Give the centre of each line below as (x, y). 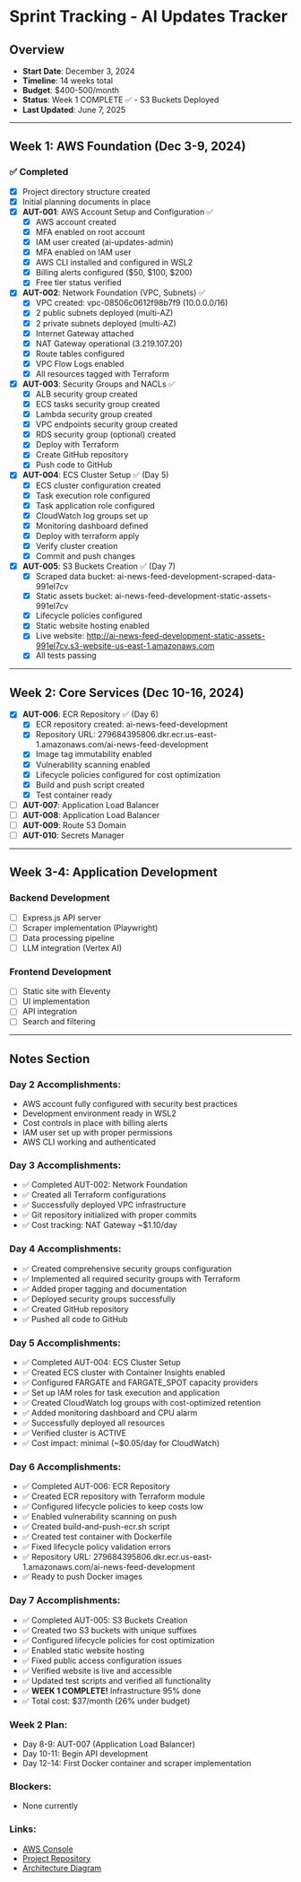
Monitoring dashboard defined (92, 526)
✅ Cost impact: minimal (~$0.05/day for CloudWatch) (121, 1443)
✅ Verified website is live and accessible (97, 1670)
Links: (23, 1829)
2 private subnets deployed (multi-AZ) (106, 323)
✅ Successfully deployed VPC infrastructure (104, 1205)
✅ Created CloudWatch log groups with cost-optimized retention (142, 1403)
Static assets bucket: (74, 596)
